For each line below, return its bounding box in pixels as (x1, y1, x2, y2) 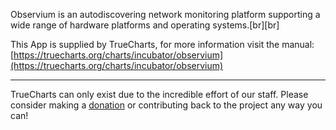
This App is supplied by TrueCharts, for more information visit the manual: (10, 39, 315, 50)
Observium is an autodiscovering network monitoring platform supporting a (10, 9, 321, 20)
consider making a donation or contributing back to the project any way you (10, 99, 323, 111)
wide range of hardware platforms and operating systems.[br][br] (10, 19, 280, 31)
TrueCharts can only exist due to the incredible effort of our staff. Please (10, 89, 309, 100)
